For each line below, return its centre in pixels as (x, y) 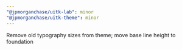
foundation (20, 41)
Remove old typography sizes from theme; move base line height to (91, 35)
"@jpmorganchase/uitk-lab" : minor (50, 12)
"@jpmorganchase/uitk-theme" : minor (53, 18)
